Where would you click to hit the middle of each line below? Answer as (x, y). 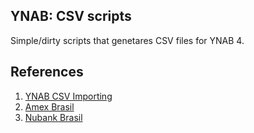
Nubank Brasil (53, 117)
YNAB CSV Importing (68, 96)
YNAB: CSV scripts (71, 16)
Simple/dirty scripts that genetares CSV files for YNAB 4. (127, 40)
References (47, 72)
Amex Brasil (49, 106)
